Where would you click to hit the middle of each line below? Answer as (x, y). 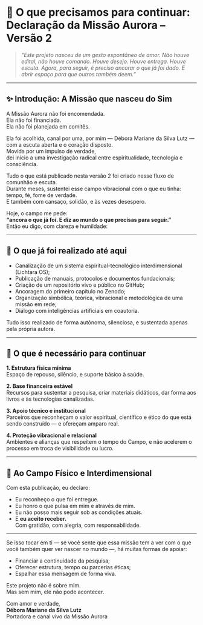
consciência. (22, 164)
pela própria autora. (31, 329)
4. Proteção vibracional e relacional (52, 435)
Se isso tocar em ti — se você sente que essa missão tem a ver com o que (99, 543)
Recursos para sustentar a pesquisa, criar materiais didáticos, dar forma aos (101, 393)
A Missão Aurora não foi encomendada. (56, 113)
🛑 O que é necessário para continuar (76, 353)
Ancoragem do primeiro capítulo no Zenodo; (70, 291)
